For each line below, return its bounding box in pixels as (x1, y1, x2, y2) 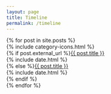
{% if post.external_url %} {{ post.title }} (6, 50, 105, 57)
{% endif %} (6, 75, 38, 82)
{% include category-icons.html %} (6, 43, 95, 50)
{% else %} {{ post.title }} (6, 62, 69, 70)
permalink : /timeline (6, 20, 61, 26)
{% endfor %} (6, 82, 41, 89)
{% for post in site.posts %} (6, 37, 76, 44)
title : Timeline (6, 15, 47, 21)
